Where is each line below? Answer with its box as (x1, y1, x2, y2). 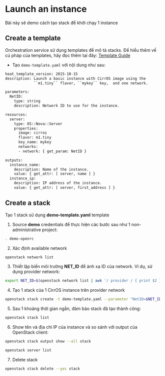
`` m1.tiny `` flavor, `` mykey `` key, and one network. (33, 80, 148, 86)
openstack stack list (5, 315, 50, 320)
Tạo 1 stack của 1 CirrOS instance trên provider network (12, 287, 125, 293)
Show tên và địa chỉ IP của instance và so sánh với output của (12, 324, 137, 330)
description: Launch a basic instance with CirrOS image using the (5, 76, 146, 81)
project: (42, 227, 58, 233)
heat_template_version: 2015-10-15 (5, 71, 78, 76)
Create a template (5, 34, 61, 42)
